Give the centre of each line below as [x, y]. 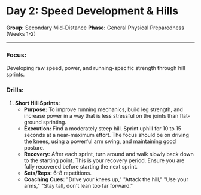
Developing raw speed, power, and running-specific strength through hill [96, 68]
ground [33, 122]
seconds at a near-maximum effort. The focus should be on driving [106, 135]
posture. [34, 147]
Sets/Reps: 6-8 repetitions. [57, 173]
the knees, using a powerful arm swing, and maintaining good [100, 141]
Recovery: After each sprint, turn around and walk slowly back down [109, 154]
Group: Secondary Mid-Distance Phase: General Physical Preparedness [95, 28]
